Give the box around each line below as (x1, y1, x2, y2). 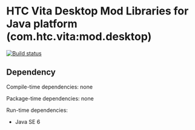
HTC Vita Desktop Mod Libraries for (6, 4, 189, 18)
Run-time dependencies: (6, 107, 68, 114)
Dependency (6, 67, 56, 78)
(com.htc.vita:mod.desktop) (6, 30, 152, 43)
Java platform (6, 17, 78, 31)
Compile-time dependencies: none (6, 83, 93, 90)
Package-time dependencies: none (6, 94, 94, 102)
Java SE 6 (15, 118, 41, 125)
